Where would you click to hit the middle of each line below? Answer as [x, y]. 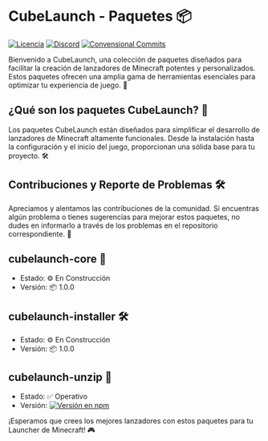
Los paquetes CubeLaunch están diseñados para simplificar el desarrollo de [134, 129]
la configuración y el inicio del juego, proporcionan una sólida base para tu [132, 147]
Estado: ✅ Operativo [54, 396]
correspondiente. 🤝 [40, 233]
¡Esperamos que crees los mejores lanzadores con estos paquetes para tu [131, 421]
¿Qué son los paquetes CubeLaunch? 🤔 [108, 110]
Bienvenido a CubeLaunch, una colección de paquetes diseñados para [125, 59]
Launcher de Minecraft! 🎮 [52, 430]
